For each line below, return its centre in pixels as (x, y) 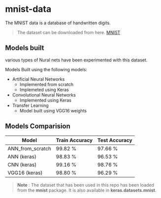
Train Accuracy (74, 140)
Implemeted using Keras (44, 90)
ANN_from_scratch (30, 148)
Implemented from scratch (47, 84)
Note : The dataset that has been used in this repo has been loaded (85, 185)
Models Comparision (38, 126)
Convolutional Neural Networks (44, 95)
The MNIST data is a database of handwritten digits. (58, 23)
